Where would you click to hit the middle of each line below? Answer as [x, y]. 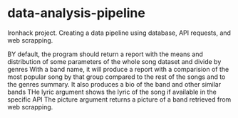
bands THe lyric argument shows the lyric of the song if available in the [112, 92]
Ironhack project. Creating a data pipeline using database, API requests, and [119, 33]
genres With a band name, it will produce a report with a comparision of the [118, 69]
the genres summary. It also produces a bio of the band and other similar [114, 84]
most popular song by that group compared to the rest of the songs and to [117, 77]
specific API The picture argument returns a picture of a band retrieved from [119, 99]
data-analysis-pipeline [77, 13]
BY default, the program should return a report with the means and [105, 54]
